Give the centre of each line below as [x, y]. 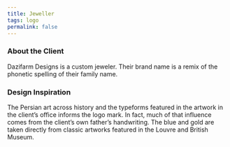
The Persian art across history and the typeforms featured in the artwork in [115, 107]
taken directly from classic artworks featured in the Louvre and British [108, 129]
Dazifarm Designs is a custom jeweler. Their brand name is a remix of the [113, 66]
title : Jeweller [31, 14]
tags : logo [23, 20]
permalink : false [33, 27]
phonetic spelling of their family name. [63, 73]
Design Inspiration [39, 92]
